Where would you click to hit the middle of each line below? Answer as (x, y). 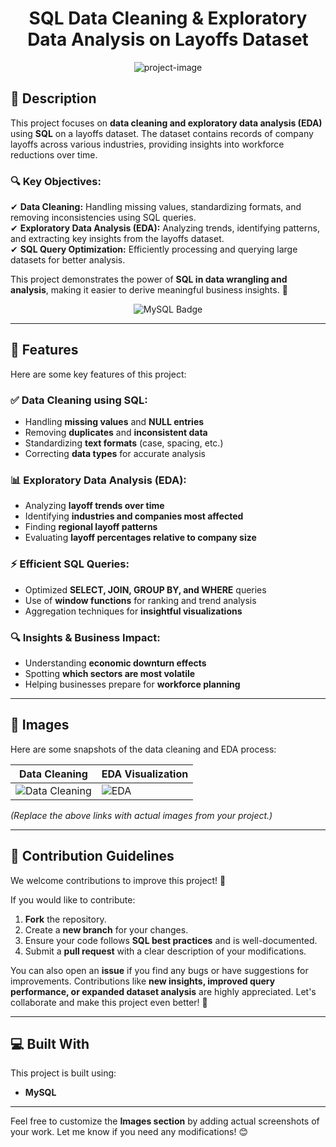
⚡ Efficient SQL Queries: (70, 564)
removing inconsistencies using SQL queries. (103, 218)
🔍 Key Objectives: (56, 181)
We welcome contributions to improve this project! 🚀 (118, 880)
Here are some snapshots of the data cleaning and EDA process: (143, 749)
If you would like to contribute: (73, 899)
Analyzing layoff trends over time (94, 506)
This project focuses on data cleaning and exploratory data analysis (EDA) (166, 123)
